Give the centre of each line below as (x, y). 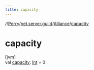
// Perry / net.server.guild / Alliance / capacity (47, 23)
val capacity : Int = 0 (25, 62)
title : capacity (22, 10)
